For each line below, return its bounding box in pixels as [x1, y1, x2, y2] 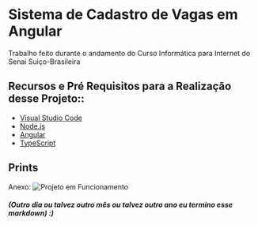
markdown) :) [8, 208, 54, 218]
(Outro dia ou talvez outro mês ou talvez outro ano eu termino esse [8, 200, 233, 210]
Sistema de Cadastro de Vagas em [8, 6, 238, 24]
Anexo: [8, 182, 32, 191]
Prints [8, 161, 39, 174]
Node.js [19, 121, 46, 131]
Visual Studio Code [19, 113, 83, 122]
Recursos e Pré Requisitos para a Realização [8, 80, 232, 93]
